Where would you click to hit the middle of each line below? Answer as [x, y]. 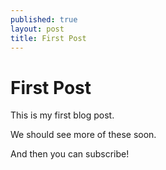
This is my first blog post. [62, 115]
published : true [44, 19]
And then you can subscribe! [70, 154]
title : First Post [48, 38]
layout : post [37, 29]
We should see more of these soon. [83, 135]
